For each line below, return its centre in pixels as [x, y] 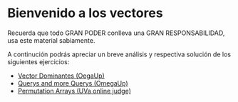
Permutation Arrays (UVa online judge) [74, 91]
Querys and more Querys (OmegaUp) [73, 83]
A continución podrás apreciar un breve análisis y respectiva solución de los [119, 54]
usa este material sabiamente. [51, 40]
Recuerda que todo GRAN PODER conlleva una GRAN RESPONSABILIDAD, [116, 33]
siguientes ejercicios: [38, 61]
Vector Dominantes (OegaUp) [61, 76]
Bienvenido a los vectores [85, 13]
